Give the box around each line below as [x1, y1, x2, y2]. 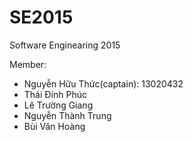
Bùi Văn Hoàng [23, 120, 86, 132]
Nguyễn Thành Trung [23, 109, 112, 121]
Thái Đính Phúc [23, 88, 87, 100]
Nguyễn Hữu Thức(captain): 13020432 [23, 77, 184, 90]
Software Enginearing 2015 [9, 39, 121, 51]
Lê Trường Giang [23, 99, 94, 111]
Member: [9, 58, 47, 70]
